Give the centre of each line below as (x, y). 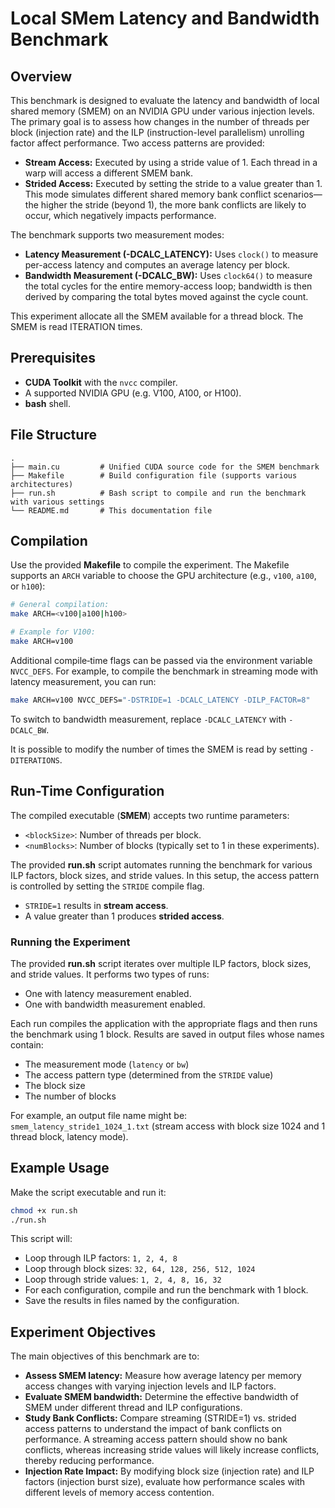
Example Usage (60, 1168)
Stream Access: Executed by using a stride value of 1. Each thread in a (171, 162)
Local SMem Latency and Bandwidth (165, 18)
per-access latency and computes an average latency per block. (157, 265)
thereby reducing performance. (89, 1461)
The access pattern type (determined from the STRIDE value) (149, 1074)
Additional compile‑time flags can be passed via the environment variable (161, 660)
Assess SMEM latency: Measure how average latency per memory (163, 1376)
